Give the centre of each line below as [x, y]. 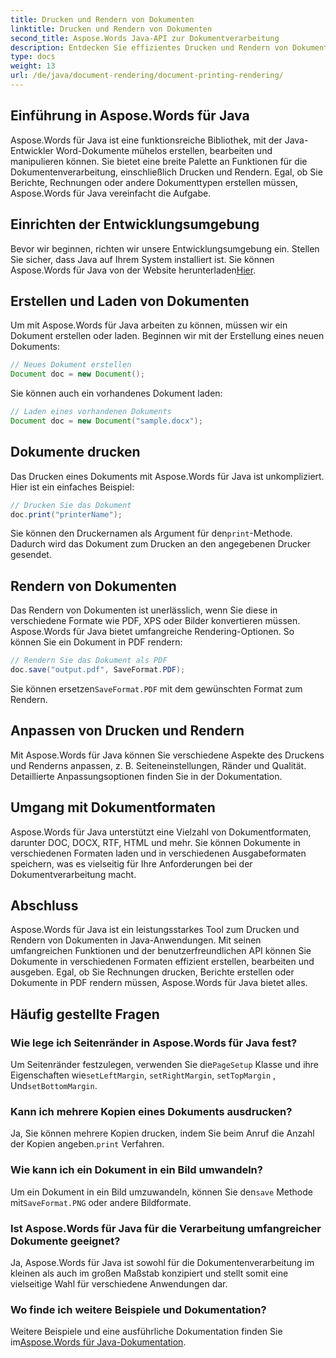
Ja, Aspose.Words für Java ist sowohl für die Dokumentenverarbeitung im [162, 1262]
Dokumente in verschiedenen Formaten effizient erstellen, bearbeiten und [162, 962]
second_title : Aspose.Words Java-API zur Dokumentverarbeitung [145, 38]
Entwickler [32, 150]
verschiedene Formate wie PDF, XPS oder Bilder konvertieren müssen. [155, 621]
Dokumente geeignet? [65, 1241]
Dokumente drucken [75, 452]
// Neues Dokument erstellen [71, 365]
